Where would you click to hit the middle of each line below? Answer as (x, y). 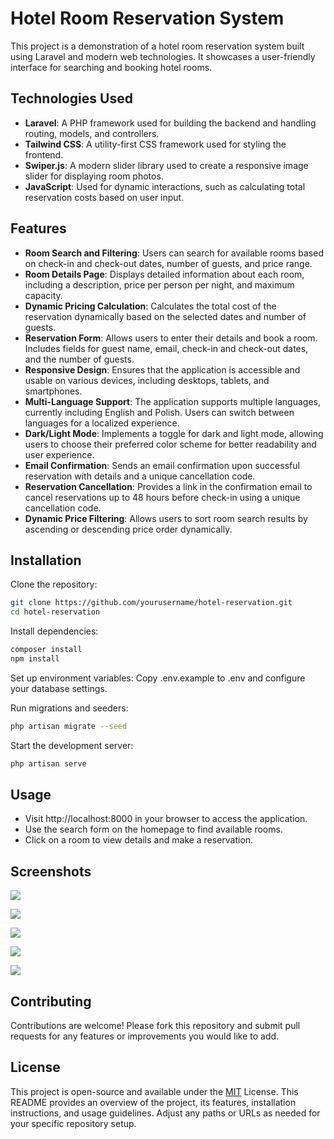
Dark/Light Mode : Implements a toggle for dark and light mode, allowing (174, 433)
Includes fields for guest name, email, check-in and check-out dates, (166, 348)
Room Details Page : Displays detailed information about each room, (164, 274)
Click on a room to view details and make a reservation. (139, 840)
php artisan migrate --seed (69, 726)
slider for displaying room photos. (94, 176)
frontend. (44, 154)
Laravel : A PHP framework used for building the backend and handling (170, 123)
